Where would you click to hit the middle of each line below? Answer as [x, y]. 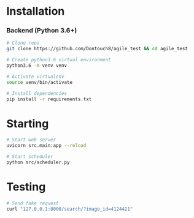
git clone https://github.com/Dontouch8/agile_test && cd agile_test [97, 49]
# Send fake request [33, 203]
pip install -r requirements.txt [49, 99]
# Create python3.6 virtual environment [59, 60]
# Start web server [31, 140]
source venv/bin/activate [39, 82]
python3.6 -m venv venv [37, 66]
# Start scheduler [30, 157]
